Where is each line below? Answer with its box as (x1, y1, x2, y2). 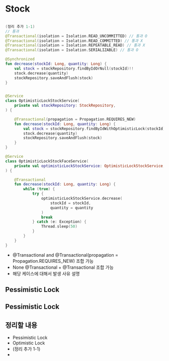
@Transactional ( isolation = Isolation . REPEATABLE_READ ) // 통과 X (5, 43, 145, 48)
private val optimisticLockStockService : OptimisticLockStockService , (14, 163, 165, 168)
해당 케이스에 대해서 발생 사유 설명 (12, 270, 80, 276)
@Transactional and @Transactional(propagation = (12, 252, 118, 258)
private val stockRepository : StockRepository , (14, 103, 116, 108)
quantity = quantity (50, 205, 94, 210)
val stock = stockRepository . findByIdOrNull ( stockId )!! (14, 66, 134, 71)
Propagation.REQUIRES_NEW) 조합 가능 (12, 258, 94, 264)
